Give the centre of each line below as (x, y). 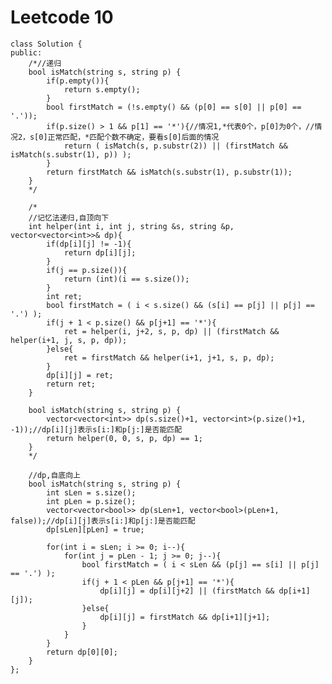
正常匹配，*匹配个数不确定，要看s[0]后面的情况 (133, 137)
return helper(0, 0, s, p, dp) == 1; (124, 438)
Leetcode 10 (62, 17)
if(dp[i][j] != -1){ (89, 244)
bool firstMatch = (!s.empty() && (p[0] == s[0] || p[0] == (174, 107)
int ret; (64, 296)
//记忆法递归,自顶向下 (69, 217)
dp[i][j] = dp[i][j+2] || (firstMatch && (187, 591)
